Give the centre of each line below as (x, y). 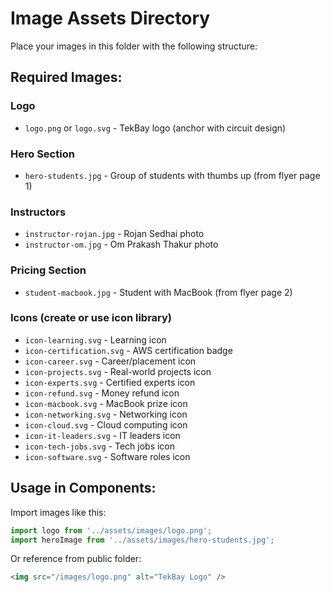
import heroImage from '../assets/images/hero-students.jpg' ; (142, 540)
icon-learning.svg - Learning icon (95, 339)
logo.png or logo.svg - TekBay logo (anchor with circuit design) (155, 128)
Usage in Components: (83, 488)
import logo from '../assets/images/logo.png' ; (111, 530)
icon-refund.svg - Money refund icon (102, 393)
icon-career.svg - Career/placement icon (110, 361)
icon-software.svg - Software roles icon (107, 456)
